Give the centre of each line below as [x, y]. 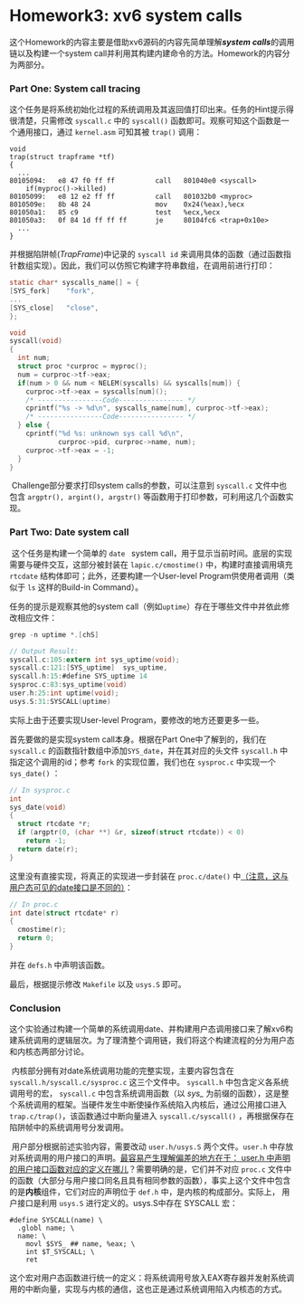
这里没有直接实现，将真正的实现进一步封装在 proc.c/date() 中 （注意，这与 [149, 876]
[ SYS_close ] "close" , [54, 308]
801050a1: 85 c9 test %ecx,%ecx [115, 213]
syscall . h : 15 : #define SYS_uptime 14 [78, 676]
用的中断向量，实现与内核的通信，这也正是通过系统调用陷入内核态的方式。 [148, 1289]
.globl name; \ [46, 1228]
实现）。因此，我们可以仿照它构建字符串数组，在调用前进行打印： [154, 266]
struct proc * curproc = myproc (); [82, 366]
